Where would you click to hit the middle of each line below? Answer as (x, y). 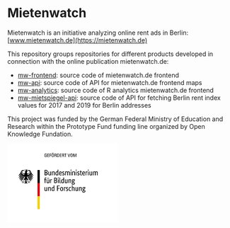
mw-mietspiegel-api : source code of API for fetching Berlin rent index (119, 98)
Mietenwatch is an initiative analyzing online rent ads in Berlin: (98, 33)
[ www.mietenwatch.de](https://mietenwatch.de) (77, 40)
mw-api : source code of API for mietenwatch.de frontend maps (110, 82)
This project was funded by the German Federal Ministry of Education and (115, 119)
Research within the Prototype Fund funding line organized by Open (106, 126)
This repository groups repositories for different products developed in (110, 54)
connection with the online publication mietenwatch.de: (88, 61)
